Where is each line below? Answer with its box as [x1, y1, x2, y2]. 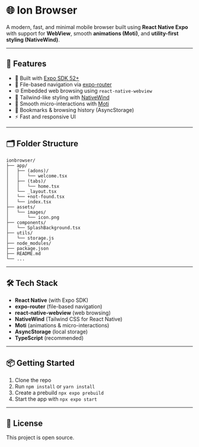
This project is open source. [6, 434, 75, 441]
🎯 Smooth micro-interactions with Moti [14, 100, 110, 107]
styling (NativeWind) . [6, 36, 60, 43]
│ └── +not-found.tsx [6, 194, 65, 200]
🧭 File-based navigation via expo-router [14, 81, 112, 88]
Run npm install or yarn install [14, 383, 95, 390]
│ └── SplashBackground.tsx [6, 224, 81, 231]
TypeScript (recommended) [14, 335, 84, 342]
